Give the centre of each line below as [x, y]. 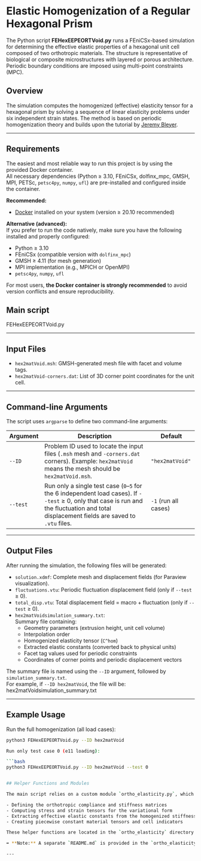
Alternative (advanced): [37, 223]
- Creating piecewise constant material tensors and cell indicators [95, 821]
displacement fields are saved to [90, 516]
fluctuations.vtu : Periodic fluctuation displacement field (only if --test [103, 589]
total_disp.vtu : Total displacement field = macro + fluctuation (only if [101, 602]
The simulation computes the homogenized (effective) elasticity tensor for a [100, 105]
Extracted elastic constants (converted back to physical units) [100, 647]
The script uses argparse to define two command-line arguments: [87, 421]
